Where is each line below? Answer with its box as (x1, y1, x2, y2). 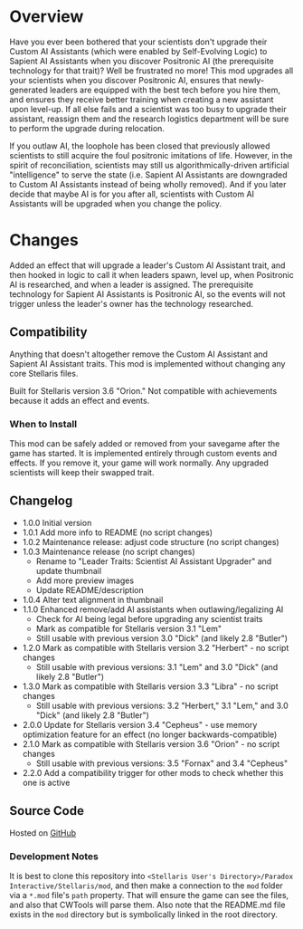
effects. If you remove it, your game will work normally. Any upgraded (9, 457, 270, 468)
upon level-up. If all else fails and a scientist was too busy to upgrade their (9, 103, 287, 114)
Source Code (9, 803, 84, 819)
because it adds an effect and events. (9, 395, 150, 406)
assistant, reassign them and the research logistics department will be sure (9, 113, 289, 124)
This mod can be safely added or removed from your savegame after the (9, 437, 280, 449)
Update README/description (35, 584, 144, 595)
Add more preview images (35, 575, 134, 586)
